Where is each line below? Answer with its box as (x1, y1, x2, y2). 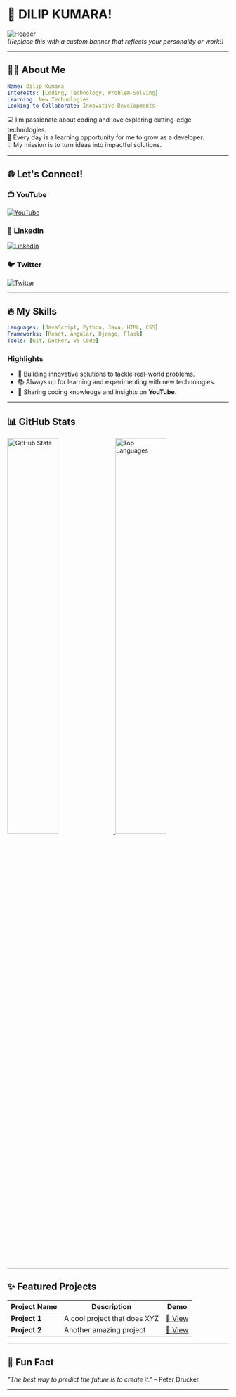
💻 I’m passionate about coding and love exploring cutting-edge (7, 115, 192, 124)
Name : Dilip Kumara (7, 82, 65, 90)
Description (91, 1301, 132, 1311)
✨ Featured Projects (7, 1281, 97, 1293)
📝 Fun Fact (7, 1356, 54, 1368)
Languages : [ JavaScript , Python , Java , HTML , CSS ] (7, 324, 159, 331)
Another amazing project (64, 1325, 146, 1334)
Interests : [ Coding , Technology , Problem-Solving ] (7, 89, 159, 96)
